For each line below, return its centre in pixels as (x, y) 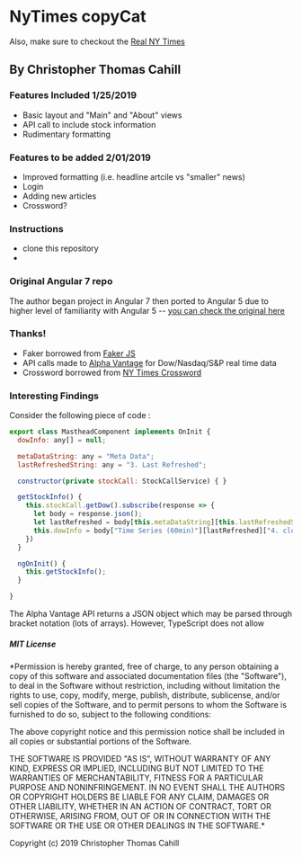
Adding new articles (59, 196)
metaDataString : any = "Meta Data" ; (86, 456)
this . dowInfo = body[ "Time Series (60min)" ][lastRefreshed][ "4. (156, 531)
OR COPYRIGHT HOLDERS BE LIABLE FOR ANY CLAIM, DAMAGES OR (139, 797)
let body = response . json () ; (88, 514)
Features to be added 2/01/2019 (80, 157)
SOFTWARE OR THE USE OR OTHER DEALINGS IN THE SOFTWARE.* (137, 826)
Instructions (37, 228)
